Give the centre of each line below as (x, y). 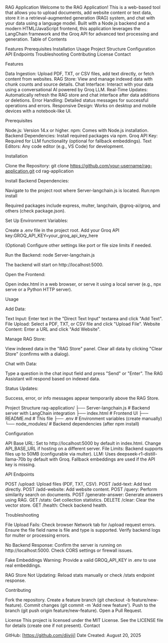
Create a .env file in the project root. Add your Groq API (62, 230)
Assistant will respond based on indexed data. (53, 379)
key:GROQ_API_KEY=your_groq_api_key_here (52, 236)
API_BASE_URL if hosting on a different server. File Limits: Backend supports (84, 449)
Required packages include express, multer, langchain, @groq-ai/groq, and (83, 205)
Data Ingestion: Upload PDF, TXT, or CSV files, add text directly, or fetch (80, 74)
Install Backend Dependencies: (37, 181)
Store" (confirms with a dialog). (38, 354)
